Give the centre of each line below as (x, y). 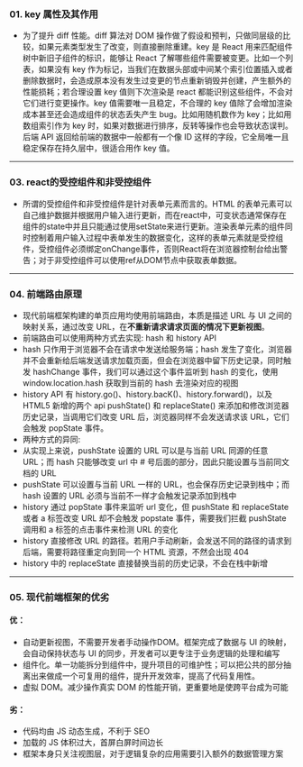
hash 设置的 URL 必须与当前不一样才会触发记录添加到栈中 (129, 495)
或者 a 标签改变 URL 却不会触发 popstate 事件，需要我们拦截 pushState (154, 518)
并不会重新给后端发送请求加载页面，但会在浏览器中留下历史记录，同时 (153, 360)
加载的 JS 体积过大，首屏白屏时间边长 (93, 743)
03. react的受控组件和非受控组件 (80, 182)
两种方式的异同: (51, 439)
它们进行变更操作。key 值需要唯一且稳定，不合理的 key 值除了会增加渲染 (157, 103)
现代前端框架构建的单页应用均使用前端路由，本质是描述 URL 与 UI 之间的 (157, 315)
